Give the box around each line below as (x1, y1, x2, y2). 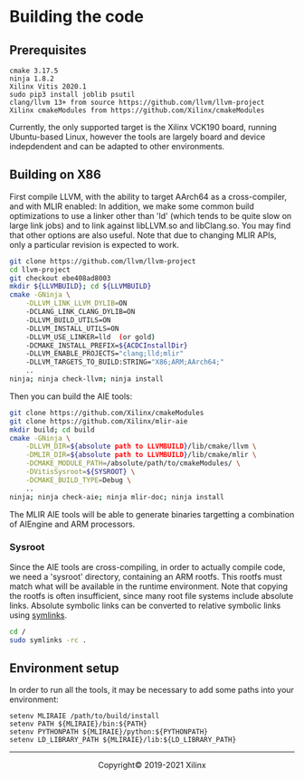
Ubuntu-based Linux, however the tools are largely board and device (9, 131, 266, 142)
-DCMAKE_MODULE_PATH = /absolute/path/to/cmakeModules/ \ (25, 459, 242, 468)
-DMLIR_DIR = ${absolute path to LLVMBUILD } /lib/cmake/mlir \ (25, 451, 257, 460)
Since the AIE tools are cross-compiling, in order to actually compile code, (9, 561, 286, 572)
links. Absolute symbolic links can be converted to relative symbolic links (9, 600, 281, 611)
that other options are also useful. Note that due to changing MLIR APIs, (9, 229, 278, 241)
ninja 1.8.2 (9, 74, 54, 83)
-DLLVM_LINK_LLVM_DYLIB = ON (25, 299, 128, 309)
